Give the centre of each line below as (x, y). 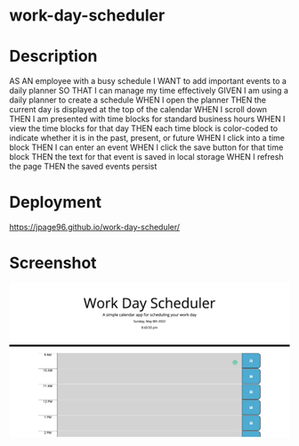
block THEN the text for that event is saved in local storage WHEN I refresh (146, 157)
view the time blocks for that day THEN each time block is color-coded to (144, 128)
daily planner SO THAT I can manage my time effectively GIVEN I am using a (149, 91)
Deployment (56, 202)
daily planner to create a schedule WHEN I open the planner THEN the (138, 100)
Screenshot (53, 263)
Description (53, 57)
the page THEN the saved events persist (83, 167)
